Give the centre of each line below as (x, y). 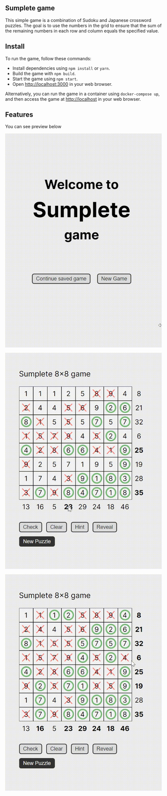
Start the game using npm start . (45, 79)
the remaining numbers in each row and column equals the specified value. (82, 31)
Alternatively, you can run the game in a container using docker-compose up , (83, 94)
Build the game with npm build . (44, 73)
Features (19, 115)
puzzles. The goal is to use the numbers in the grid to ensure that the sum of (83, 25)
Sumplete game (30, 8)
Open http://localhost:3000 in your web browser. (62, 84)
